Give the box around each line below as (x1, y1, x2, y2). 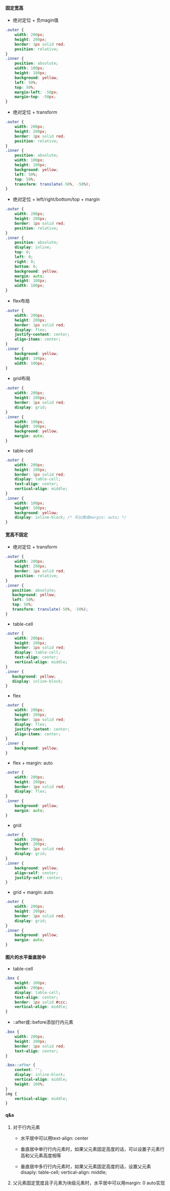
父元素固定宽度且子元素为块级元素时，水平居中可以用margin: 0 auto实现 (12, 1180, 165, 1186)
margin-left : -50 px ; (14, 90, 59, 95)
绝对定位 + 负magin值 (12, 17, 59, 23)
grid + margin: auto (12, 889, 54, 895)
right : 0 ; (14, 259, 36, 264)
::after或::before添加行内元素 (12, 1019, 73, 1025)
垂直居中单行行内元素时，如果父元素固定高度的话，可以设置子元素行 (20, 1146, 165, 1152)
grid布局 (12, 376, 31, 382)
